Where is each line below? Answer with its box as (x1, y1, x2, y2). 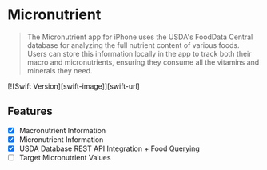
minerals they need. (26, 65, 93, 75)
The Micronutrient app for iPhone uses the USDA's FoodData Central (26, 32, 253, 42)
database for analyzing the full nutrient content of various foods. (26, 40, 241, 49)
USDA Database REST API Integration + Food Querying (18, 144, 201, 153)
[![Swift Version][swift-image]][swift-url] (7, 81, 141, 91)
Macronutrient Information (18, 125, 106, 135)
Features (7, 105, 53, 118)
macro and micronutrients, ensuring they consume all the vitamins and (26, 57, 260, 67)
